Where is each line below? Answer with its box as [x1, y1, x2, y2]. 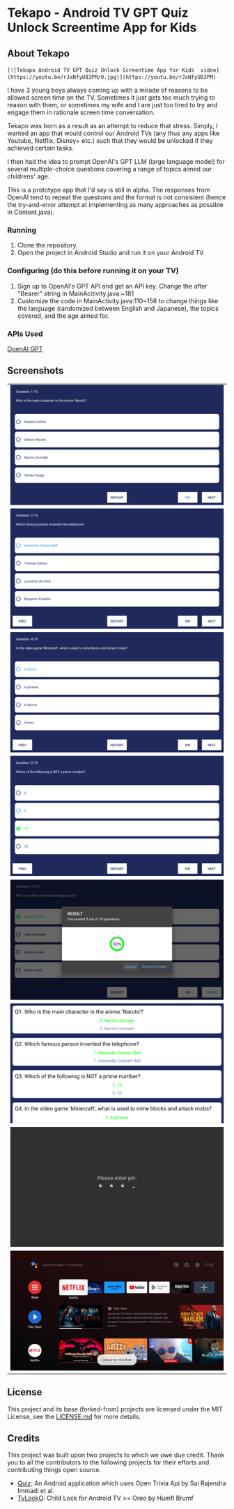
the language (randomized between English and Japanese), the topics [17, 304, 219, 312]
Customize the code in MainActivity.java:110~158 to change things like [17, 296, 219, 305]
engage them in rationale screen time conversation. [7, 108, 155, 116]
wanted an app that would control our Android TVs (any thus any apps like [7, 129, 220, 137]
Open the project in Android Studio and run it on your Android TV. [17, 249, 205, 257]
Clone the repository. [17, 241, 78, 250]
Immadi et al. [17, 1487, 54, 1495]
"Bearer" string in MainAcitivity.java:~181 [17, 289, 134, 298]
